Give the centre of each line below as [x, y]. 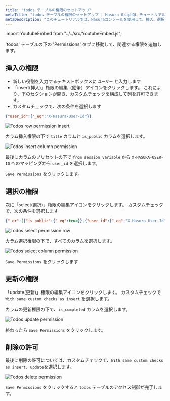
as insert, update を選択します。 [40, 367]
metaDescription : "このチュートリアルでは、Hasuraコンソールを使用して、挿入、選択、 [87, 19]
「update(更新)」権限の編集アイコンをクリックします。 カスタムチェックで [83, 292]
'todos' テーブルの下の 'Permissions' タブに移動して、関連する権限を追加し [83, 44]
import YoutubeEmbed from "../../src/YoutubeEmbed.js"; [64, 34]
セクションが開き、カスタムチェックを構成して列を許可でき [92, 94]
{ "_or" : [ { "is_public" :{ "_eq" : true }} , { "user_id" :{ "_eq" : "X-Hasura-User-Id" [86, 221]
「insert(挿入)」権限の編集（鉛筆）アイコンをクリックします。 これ [82, 88]
